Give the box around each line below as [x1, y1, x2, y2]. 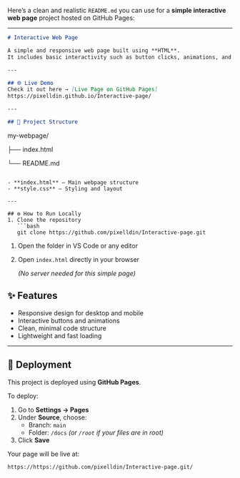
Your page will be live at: [7, 449, 80, 458]
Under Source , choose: [17, 413, 87, 422]
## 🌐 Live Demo [7, 79, 54, 86]
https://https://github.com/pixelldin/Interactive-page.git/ [7, 463, 194, 470]
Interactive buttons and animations [17, 316, 120, 325]
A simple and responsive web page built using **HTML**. [7, 46, 181, 54]
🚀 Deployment [7, 359, 71, 371]
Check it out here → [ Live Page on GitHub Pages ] [7, 86, 159, 93]
